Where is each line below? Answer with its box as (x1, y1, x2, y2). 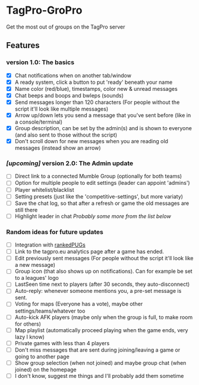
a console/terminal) (14, 118, 63, 125)
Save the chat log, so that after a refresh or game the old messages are (14, 200, 189, 207)
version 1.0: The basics (6, 58, 75, 67)
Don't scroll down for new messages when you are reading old (14, 138, 168, 145)
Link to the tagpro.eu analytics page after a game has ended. (14, 248, 165, 255)
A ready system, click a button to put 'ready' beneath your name (14, 78, 173, 86)
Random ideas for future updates (6, 228, 104, 236)
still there (14, 206, 38, 213)
